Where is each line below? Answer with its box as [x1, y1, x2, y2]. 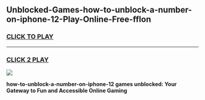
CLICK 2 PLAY [6, 55, 49, 64]
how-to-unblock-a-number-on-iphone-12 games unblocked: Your [6, 80, 177, 87]
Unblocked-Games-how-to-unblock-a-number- [6, 5, 192, 15]
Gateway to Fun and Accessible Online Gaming [6, 87, 128, 94]
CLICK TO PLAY [6, 33, 54, 41]
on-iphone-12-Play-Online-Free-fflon [6, 15, 151, 25]
